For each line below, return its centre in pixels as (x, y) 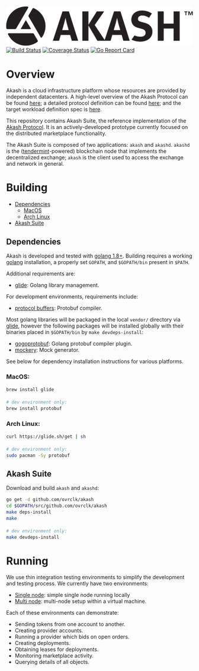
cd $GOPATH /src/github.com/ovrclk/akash (57, 506)
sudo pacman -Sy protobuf (38, 455)
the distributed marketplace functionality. (56, 133)
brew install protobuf (34, 408)
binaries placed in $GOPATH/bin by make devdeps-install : (75, 332)
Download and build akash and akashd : (53, 488)
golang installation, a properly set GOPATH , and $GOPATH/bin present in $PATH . (98, 262)
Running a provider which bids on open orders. (72, 637)
